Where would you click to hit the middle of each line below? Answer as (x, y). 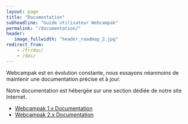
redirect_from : (25, 45)
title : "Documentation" (36, 17)
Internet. (17, 97)
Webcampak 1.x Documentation (54, 108)
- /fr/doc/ (30, 50)
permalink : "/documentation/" (44, 28)
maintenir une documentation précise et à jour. (63, 79)
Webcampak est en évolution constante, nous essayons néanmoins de (93, 72)
